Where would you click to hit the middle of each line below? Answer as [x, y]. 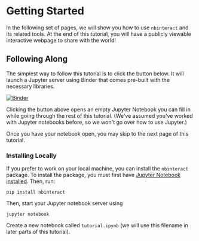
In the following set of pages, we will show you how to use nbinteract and [97, 28]
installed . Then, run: [31, 181]
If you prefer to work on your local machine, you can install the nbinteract [97, 169]
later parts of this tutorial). [38, 232]
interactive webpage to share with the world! [61, 40]
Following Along [37, 59]
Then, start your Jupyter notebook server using [65, 203]
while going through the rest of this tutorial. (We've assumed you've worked [99, 115]
